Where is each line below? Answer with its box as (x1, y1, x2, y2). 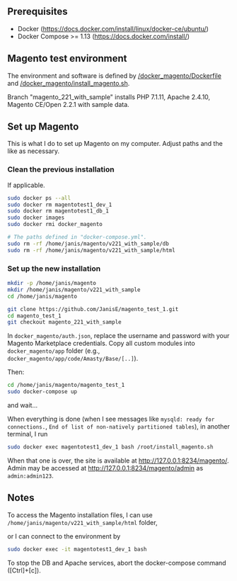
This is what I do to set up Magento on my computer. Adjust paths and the (7, 140, 223, 148)
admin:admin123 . (7, 471, 54, 480)
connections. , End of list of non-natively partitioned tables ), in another (7, 422, 230, 431)
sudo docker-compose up (7, 388, 78, 395)
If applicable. (7, 181, 45, 189)
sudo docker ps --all (7, 194, 71, 201)
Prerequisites (7, 6, 68, 18)
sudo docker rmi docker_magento (7, 221, 103, 228)
